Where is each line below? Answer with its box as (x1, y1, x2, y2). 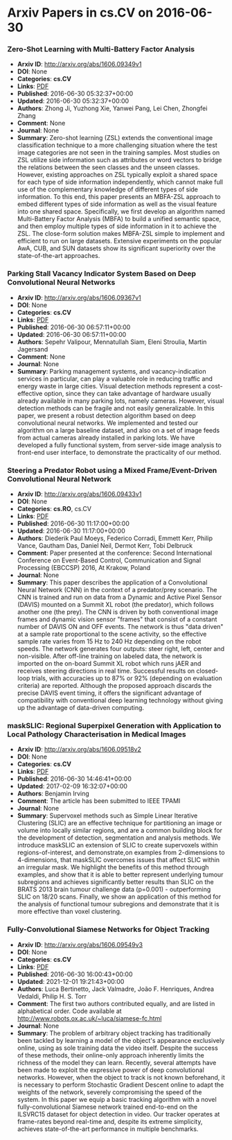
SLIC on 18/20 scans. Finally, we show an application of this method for (17, 892, 222, 901)
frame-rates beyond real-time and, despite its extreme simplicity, (17, 1117, 203, 1125)
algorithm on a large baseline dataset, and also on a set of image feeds (17, 426, 220, 434)
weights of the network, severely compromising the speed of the (17, 1087, 202, 1096)
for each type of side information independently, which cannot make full (17, 178, 224, 187)
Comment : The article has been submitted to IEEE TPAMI (17, 797, 181, 805)
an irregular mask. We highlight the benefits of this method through (17, 863, 209, 872)
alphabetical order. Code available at (17, 1007, 123, 1015)
